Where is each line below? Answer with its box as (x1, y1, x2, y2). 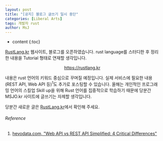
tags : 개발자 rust (5, 21, 40, 26)
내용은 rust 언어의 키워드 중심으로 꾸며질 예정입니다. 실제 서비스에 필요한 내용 (5, 75, 153, 81)
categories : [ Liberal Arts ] (5, 16, 63, 21)
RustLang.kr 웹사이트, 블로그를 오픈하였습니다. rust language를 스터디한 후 (5, 49, 150, 55)
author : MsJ (5, 25, 29, 30)
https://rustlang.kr (64, 65, 101, 71)
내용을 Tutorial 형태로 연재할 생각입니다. (10, 55, 87, 61)
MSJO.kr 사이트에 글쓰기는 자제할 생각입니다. (5, 94, 92, 99)
